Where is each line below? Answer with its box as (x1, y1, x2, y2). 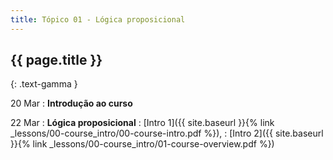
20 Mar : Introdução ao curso (10, 97, 133, 110)
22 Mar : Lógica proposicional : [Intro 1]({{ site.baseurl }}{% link (10, 117, 275, 129)
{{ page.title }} (10, 52, 103, 69)
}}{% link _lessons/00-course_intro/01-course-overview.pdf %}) (10, 138, 275, 150)
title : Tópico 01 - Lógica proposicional (10, 14, 186, 25)
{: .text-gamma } (10, 78, 78, 90)
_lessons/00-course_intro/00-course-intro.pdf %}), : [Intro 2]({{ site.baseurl (10, 127, 324, 140)
